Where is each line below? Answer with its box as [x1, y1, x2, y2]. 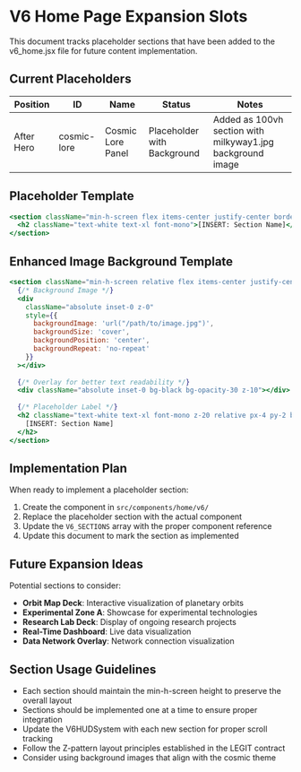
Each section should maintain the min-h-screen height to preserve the [21, 685, 282, 696]
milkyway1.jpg [212, 135, 275, 148]
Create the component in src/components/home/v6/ [21, 502, 209, 513]
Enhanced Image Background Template [9, 254, 234, 269]
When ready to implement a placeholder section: [9, 484, 189, 495]
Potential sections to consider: [9, 580, 122, 591]
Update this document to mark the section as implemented [21, 531, 239, 542]
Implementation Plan [9, 460, 128, 476]
